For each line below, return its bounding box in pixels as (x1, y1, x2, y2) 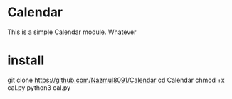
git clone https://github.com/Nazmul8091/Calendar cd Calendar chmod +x (7, 76, 226, 84)
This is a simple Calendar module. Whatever (7, 28, 137, 36)
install (7, 52, 45, 69)
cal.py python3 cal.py (7, 83, 71, 92)
